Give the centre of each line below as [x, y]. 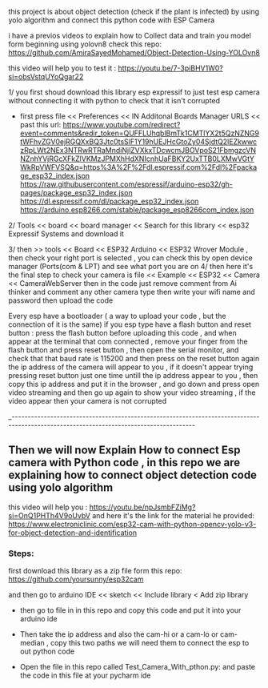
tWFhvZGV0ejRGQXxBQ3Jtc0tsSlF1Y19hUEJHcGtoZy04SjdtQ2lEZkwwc [138, 142]
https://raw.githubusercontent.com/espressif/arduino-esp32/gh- [126, 184]
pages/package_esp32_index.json [76, 193]
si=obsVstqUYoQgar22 [46, 76]
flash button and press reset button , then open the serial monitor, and [124, 350]
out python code [47, 651]
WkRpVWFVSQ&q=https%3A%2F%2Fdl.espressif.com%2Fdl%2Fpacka [138, 167]
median [32, 643]
